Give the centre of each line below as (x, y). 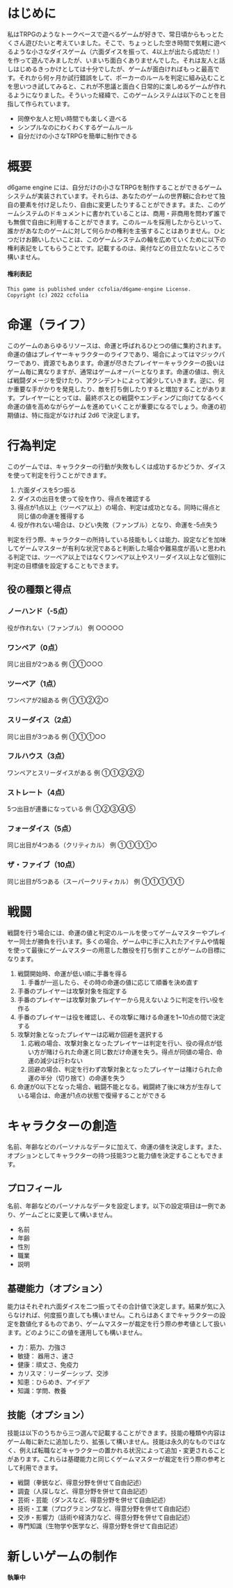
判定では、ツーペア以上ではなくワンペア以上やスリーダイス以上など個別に (120, 557)
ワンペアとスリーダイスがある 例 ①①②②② (76, 772)
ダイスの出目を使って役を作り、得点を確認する (84, 498)
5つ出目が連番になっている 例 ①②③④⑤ (71, 809)
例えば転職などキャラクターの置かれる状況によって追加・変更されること (122, 1450)
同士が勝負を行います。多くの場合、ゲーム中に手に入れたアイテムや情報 (122, 941)
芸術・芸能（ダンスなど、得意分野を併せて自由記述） (93, 1500)
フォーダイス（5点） (41, 829)
